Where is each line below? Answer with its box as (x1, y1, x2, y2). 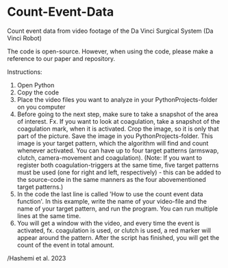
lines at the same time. (16, 211, 81, 219)
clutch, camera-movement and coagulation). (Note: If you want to (16, 153, 203, 161)
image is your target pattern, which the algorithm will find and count (16, 139, 209, 147)
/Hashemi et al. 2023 (7, 254, 66, 262)
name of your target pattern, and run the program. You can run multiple (16, 204, 218, 213)
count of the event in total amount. (16, 241, 115, 249)
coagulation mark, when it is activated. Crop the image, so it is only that (16, 124, 219, 133)
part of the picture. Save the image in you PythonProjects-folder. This (16, 131, 214, 140)
